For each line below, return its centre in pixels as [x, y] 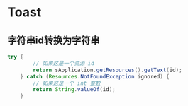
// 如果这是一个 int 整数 [67, 83]
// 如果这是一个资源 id [63, 63]
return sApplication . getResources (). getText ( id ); [107, 70]
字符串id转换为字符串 [54, 40]
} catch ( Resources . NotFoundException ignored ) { [95, 76]
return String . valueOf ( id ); [74, 90]
